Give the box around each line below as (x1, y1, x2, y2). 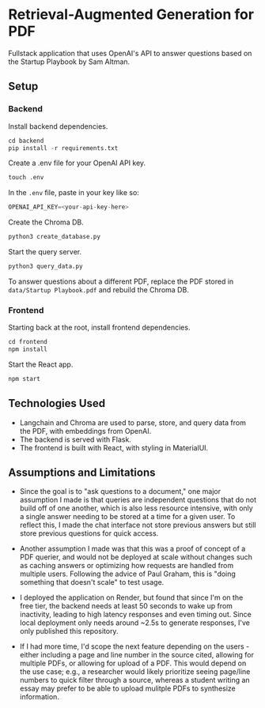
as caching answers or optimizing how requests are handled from (19, 561, 234, 571)
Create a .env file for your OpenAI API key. (8, 158, 146, 168)
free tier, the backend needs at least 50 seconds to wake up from (19, 601, 233, 611)
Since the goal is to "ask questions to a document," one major (19, 487, 221, 496)
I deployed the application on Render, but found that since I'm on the (19, 593, 244, 602)
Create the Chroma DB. (8, 217, 85, 227)
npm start (8, 375, 41, 382)
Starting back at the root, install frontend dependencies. (8, 322, 191, 333)
